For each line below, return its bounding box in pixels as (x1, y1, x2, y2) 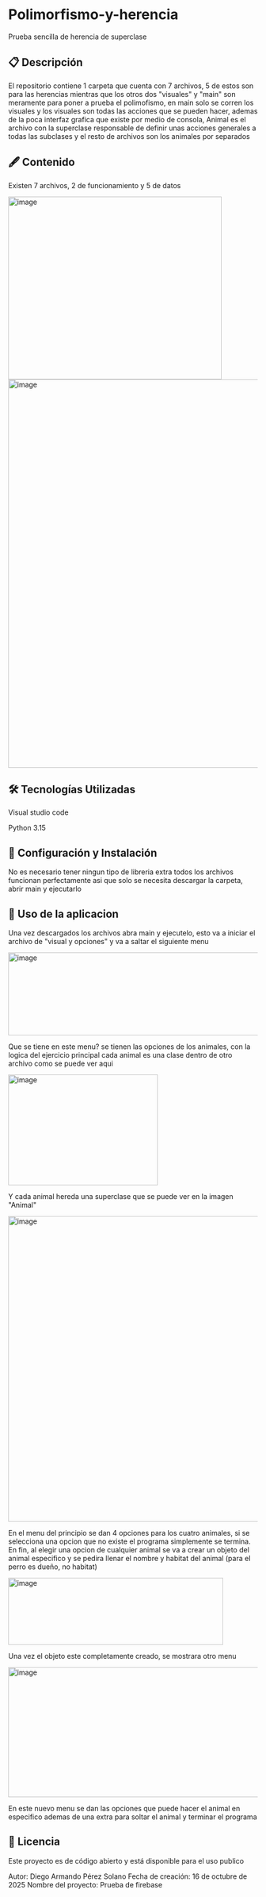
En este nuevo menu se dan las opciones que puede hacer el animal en (8, 1804, 241, 1813)
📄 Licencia (8, 1835, 61, 1849)
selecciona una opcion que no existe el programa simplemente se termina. (8, 1536, 251, 1546)
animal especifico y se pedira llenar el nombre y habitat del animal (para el (8, 1554, 251, 1563)
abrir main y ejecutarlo (8, 884, 82, 894)
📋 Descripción (8, 56, 83, 69)
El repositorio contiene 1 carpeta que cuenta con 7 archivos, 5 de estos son (8, 81, 254, 91)
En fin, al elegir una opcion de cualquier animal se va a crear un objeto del (8, 1545, 249, 1554)
